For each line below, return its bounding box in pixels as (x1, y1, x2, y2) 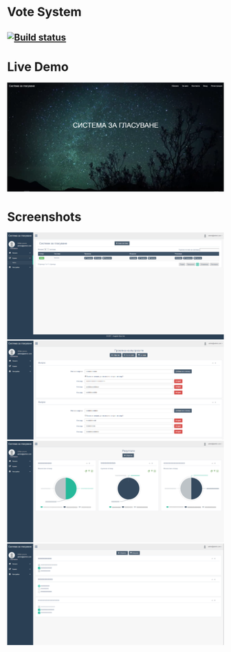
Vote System (7, 4, 82, 20)
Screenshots (7, 209, 82, 225)
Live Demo (7, 59, 69, 74)
